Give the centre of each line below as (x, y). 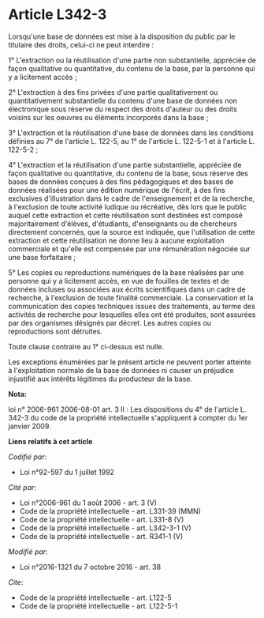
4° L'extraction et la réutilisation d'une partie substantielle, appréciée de (125, 164)
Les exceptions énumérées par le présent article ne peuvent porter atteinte (130, 362)
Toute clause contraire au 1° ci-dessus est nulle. (86, 346)
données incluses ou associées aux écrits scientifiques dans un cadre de (127, 289)
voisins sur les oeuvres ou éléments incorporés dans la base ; (108, 117)
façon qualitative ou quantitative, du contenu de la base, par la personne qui (132, 68)
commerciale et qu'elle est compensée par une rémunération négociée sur (129, 249)
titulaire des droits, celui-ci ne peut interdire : (81, 44)
